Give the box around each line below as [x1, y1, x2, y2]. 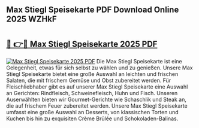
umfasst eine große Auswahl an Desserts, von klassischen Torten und [6, 109, 179, 115]
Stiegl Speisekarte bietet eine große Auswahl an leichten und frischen [6, 71, 179, 77]
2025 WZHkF [6, 14, 57, 25]
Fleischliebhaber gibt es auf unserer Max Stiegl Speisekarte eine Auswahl [6, 83, 188, 90]
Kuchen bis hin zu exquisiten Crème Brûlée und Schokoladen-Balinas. [6, 115, 179, 122]
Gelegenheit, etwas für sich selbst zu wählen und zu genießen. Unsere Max [6, 64, 193, 71]
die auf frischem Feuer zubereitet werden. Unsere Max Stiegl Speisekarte [6, 102, 188, 109]
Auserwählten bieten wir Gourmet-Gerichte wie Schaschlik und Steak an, [6, 96, 187, 103]
